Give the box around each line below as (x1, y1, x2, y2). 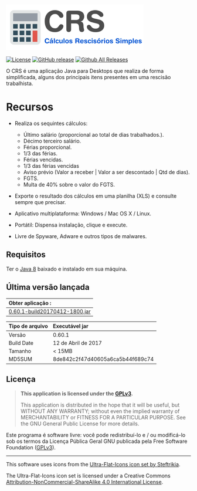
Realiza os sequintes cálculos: (14, 120, 88, 127)
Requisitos (6, 250, 46, 260)
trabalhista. (6, 80, 33, 87)
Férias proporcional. (23, 143, 72, 151)
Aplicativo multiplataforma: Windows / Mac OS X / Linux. (14, 210, 151, 217)
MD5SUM (8, 355, 32, 363)
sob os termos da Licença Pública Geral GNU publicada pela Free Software (6, 438, 188, 445)
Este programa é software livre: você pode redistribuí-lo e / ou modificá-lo (6, 431, 186, 438)
